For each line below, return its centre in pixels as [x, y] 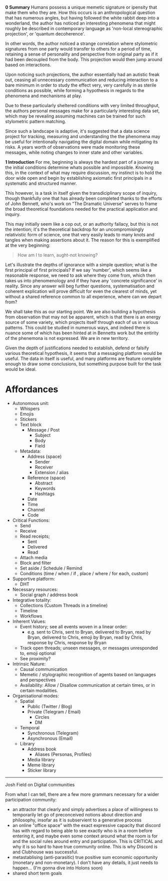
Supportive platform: [33, 579]
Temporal [30, 727]
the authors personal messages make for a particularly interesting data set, [82, 111]
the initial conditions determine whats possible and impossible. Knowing [79, 167]
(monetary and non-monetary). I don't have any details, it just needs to [85, 862]
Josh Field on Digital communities [40, 784]
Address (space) [44, 456]
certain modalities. [39, 690]
